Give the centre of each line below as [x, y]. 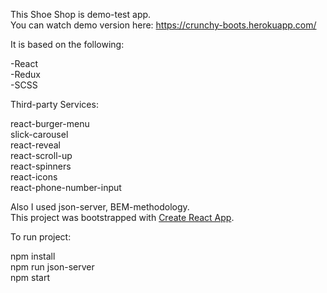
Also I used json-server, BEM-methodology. [100, 207]
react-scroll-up [41, 155]
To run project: [41, 237]
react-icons [34, 177]
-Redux [25, 74]
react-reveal [36, 145]
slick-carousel [39, 134]
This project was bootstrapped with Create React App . [122, 217]
